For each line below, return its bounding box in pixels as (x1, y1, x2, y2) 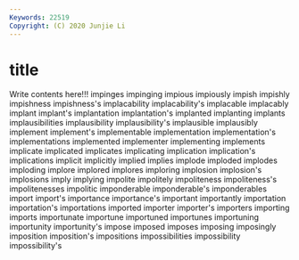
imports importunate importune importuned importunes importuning (9, 212, 259, 223)
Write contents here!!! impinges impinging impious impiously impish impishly (9, 89, 290, 100)
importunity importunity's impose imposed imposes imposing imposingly (9, 222, 277, 232)
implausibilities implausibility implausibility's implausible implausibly (9, 118, 259, 128)
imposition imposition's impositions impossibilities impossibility (9, 231, 241, 241)
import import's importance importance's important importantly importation (9, 193, 287, 204)
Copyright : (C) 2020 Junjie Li (9, 21, 126, 30)
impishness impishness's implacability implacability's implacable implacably (9, 99, 289, 110)
